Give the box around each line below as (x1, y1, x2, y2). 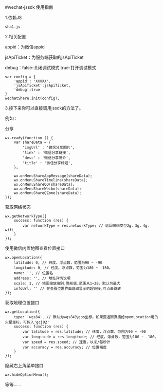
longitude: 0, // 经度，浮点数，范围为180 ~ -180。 (14, 265, 113, 270)
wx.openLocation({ (5, 255, 42, 260)
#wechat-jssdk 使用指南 (5, 4, 54, 10)
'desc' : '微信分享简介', (22, 155, 71, 160)
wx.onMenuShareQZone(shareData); (14, 191, 82, 196)
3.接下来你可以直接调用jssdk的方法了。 (5, 105, 84, 111)
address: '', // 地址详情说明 (14, 276, 71, 281)
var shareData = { (14, 140, 51, 145)
